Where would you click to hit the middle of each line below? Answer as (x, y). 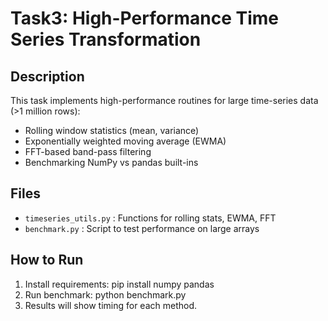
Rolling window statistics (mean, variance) (112, 130)
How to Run (47, 260)
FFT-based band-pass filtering (88, 151)
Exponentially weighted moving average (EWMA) (125, 141)
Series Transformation (106, 39)
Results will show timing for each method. (111, 305)
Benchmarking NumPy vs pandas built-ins (111, 162)
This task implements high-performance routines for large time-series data (164, 100)
